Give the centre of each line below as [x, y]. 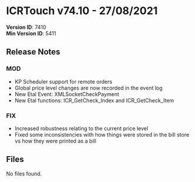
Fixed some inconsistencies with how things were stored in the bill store [102, 134]
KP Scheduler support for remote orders [63, 81]
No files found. [24, 173]
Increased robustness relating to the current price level [81, 128]
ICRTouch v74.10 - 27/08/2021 [82, 11]
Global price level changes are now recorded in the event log [89, 88]
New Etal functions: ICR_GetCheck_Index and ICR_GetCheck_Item [94, 100]
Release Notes [33, 52]
